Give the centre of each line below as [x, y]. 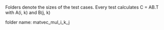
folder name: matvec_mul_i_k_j [38, 22]
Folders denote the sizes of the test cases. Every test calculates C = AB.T [82, 7]
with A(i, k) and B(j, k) [28, 12]
